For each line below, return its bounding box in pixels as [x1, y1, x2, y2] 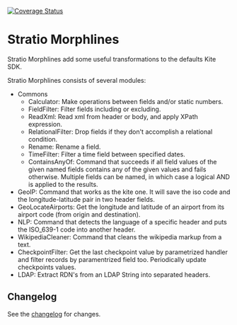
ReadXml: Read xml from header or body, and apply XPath [28, 112, 198, 120]
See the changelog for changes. [7, 309, 101, 318]
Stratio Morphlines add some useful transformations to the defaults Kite [7, 55, 216, 63]
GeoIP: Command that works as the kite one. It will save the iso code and [17, 188, 231, 196]
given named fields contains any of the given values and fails [28, 165, 207, 173]
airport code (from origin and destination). [17, 210, 141, 219]
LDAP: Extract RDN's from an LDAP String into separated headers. [17, 270, 211, 279]
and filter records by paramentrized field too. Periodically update [17, 255, 207, 263]
